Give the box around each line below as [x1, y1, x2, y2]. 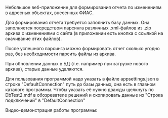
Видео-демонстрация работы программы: [5, 107, 98, 113]
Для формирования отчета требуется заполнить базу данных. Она [5, 20, 150, 25]
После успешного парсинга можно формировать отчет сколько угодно [5, 46, 160, 51]
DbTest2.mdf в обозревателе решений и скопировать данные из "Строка [5, 92, 163, 98]
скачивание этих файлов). [5, 35, 62, 42]
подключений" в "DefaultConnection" [5, 97, 86, 103]
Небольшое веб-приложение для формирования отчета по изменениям [5, 5, 162, 10]
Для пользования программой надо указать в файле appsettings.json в [5, 76, 159, 82]
